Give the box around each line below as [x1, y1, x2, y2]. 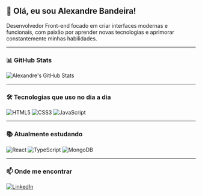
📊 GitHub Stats [6, 55, 52, 64]
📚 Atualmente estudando [6, 130, 83, 139]
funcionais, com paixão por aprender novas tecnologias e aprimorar [6, 28, 174, 36]
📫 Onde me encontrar [6, 167, 73, 175]
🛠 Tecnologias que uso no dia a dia [6, 93, 111, 101]
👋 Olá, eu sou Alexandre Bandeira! [6, 6, 136, 16]
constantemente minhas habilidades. [6, 34, 97, 42]
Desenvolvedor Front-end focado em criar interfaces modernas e [6, 22, 168, 29]
